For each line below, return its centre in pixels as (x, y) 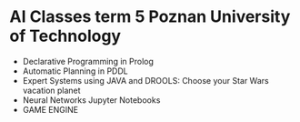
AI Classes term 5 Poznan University (150, 17)
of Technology (65, 36)
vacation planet (51, 90)
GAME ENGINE (50, 109)
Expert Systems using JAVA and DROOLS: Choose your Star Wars (146, 80)
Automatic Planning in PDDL (75, 71)
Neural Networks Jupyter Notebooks (91, 100)
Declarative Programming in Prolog (88, 61)
